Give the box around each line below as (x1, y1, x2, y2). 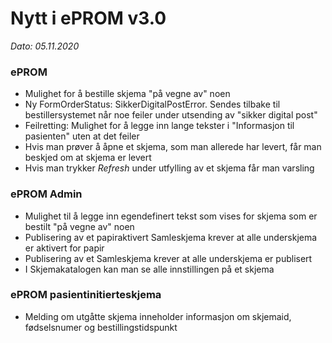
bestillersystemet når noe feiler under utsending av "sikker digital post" (24, 109, 318, 121)
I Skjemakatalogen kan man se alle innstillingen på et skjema (24, 263, 275, 275)
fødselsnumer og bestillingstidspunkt (24, 321, 178, 333)
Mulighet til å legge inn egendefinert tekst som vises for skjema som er (24, 210, 318, 222)
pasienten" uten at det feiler (24, 130, 140, 142)
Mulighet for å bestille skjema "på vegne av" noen (24, 88, 231, 100)
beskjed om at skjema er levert (24, 152, 152, 164)
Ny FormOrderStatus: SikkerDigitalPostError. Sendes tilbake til (24, 98, 281, 111)
